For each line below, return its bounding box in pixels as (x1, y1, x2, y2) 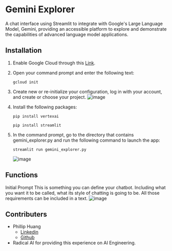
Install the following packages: (12, 104, 77, 110)
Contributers (5, 210, 48, 218)
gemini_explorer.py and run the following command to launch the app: (12, 137, 160, 143)
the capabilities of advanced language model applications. (5, 31, 128, 37)
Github (20, 234, 35, 241)
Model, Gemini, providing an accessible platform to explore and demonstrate (5, 26, 167, 32)
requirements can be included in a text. (5, 195, 88, 201)
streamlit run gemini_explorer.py (12, 147, 87, 152)
